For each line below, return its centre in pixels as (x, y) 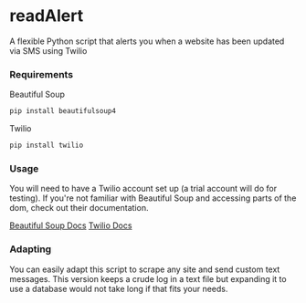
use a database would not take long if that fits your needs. (119, 288)
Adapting (31, 249)
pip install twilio (47, 146)
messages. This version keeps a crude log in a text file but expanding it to (148, 278)
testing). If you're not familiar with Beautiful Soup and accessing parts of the (153, 198)
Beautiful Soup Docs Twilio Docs (71, 225)
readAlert (47, 16)
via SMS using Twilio (48, 50)
